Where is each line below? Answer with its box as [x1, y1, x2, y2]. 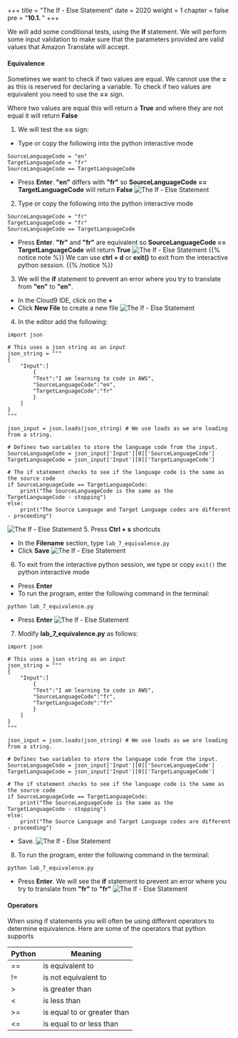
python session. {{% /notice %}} [17, 261, 114, 270]
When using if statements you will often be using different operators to [7, 917, 215, 925]
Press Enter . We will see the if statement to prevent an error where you [17, 877, 227, 886]
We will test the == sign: [17, 125, 89, 134]
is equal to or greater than [42, 1007, 130, 1017]
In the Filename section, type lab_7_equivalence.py [17, 539, 170, 548]
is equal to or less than [42, 1019, 119, 1029]
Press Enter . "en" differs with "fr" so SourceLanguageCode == [17, 178, 207, 186]
